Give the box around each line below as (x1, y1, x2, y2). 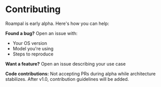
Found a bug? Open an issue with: (5, 30, 78, 36)
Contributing (5, 4, 61, 15)
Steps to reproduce (12, 51, 54, 57)
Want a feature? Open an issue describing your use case (5, 61, 126, 67)
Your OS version (12, 40, 48, 46)
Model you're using (12, 45, 54, 51)
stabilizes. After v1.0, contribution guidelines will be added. (5, 76, 129, 82)
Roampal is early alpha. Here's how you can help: (5, 20, 109, 26)
